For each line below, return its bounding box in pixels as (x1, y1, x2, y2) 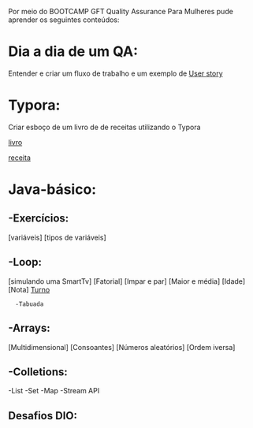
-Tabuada (15, 300, 44, 308)
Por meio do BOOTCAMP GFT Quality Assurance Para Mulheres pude (8, 7, 234, 16)
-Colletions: (8, 365, 69, 378)
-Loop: (8, 255, 42, 269)
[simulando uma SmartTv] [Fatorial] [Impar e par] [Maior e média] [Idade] (8, 276, 246, 286)
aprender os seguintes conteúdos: (8, 15, 120, 24)
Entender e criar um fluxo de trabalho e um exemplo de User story (8, 69, 223, 78)
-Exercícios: (8, 212, 69, 225)
